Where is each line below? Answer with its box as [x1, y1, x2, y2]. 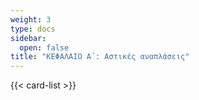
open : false [19, 42, 70, 53]
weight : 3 [10, 14, 52, 25]
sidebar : [10, 33, 47, 43]
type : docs [10, 24, 56, 34]
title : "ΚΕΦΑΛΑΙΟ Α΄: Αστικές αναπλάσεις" [10, 52, 190, 62]
